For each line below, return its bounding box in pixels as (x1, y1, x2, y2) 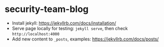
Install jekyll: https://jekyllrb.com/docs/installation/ (12, 20, 116, 26)
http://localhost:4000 (12, 31, 60, 36)
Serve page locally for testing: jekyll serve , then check (12, 25, 128, 31)
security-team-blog (5, 3, 89, 15)
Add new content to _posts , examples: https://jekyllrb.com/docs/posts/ (12, 36, 159, 42)
